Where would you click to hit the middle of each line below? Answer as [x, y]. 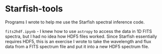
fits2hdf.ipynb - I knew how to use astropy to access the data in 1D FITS [79, 31]
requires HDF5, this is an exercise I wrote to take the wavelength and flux [78, 41]
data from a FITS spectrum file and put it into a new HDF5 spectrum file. [77, 46]
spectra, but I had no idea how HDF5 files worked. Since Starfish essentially [81, 36]
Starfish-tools [34, 9]
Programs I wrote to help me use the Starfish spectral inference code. [75, 22]
